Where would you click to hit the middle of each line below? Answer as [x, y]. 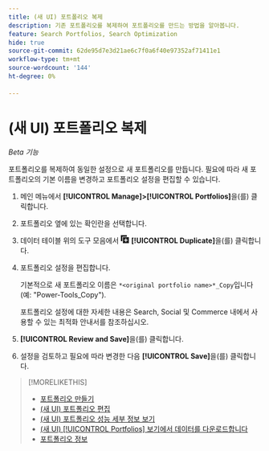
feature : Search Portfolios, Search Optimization [93, 34]
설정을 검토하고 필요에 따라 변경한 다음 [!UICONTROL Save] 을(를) [124, 356]
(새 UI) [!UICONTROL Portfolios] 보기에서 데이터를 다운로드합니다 [144, 428]
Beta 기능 [23, 152]
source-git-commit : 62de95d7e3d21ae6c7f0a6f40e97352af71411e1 [114, 51]
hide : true [26, 43]
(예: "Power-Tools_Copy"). [63, 294]
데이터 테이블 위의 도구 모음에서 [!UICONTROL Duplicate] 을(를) [126, 240]
